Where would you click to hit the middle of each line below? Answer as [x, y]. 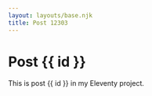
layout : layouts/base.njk [50, 15]
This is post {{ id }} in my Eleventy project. [76, 83]
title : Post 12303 [38, 23]
